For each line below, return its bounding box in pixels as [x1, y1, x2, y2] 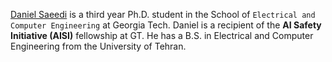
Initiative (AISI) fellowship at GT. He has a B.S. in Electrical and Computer [10, 30, 314, 41]
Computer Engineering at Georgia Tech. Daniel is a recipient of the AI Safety [10, 19, 322, 31]
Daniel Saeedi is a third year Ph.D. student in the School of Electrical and [10, 9, 316, 20]
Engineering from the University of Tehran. [10, 40, 187, 52]
